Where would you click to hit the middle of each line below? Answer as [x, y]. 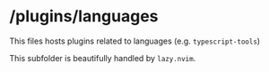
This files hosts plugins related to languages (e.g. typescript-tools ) [135, 41]
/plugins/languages [84, 16]
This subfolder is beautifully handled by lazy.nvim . [103, 58]
